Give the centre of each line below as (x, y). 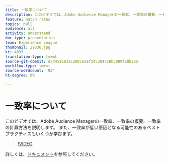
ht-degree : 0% (20, 75)
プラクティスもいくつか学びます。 (40, 133)
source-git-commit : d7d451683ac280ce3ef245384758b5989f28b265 (72, 61)
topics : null (19, 24)
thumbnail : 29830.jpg (28, 47)
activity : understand (28, 33)
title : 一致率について (26, 10)
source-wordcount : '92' (30, 71)
